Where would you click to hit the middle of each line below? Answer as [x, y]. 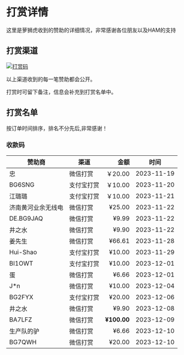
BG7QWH [23, 342]
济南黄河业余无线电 [37, 207]
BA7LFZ [21, 320]
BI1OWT [21, 263]
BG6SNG [22, 185]
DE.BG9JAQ [26, 218]
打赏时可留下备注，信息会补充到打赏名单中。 [61, 92]
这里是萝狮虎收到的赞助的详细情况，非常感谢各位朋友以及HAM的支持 [91, 30]
